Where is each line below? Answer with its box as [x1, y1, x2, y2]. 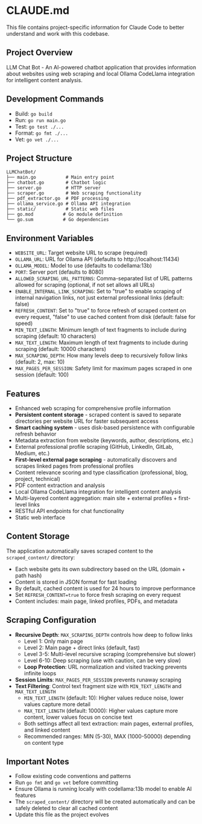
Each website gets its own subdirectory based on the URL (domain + [14, 565, 186, 573]
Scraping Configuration [6, 615, 96, 625]
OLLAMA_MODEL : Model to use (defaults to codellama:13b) [14, 262, 153, 269]
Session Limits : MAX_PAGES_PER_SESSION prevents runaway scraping [14, 676, 182, 683]
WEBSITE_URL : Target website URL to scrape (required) [14, 249, 148, 257]
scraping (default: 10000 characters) [14, 346, 107, 353]
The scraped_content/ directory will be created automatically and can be [14, 798, 195, 805]
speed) [14, 320, 33, 327]
